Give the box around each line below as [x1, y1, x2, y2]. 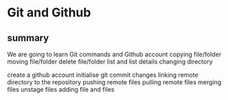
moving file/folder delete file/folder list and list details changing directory [7, 58, 213, 66]
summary [7, 32, 49, 44]
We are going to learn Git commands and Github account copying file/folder [7, 50, 222, 58]
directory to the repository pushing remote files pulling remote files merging [7, 78, 222, 86]
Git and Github [7, 5, 91, 21]
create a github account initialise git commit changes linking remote [7, 71, 198, 79]
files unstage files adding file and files [7, 86, 115, 93]
